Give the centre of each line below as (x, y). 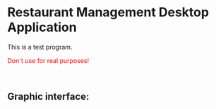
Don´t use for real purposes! (48, 60)
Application (42, 27)
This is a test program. (40, 47)
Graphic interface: (48, 97)
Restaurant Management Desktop (108, 12)
